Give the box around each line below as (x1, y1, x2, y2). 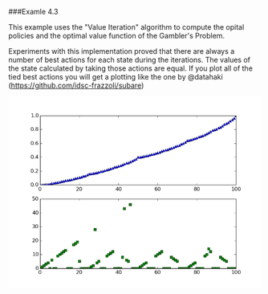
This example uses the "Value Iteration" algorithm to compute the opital (8, 22, 245, 31)
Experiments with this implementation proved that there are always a (8, 47, 235, 55)
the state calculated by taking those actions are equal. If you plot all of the (8, 63, 253, 73)
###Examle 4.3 (8, 7, 59, 16)
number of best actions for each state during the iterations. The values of (8, 55, 251, 64)
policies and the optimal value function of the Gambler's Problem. (8, 31, 225, 40)
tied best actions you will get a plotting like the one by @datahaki (8, 72, 223, 81)
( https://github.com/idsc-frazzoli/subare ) (8, 80, 144, 90)
